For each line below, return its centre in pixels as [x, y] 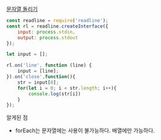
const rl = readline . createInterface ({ [57, 26]
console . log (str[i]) [55, 94]
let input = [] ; [27, 54]
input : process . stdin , [46, 32]
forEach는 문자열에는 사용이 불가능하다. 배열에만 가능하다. [85, 131]
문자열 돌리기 [22, 9]
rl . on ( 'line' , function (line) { [49, 65]
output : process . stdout [48, 38]
